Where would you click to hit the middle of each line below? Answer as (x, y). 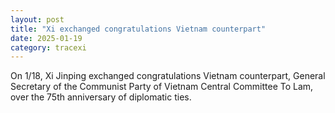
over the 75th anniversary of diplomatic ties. (101, 97)
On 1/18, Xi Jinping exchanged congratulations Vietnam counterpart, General (168, 76)
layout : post (37, 19)
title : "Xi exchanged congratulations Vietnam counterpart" (138, 29)
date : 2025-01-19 (46, 38)
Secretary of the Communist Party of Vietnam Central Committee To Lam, (162, 87)
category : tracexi (48, 47)
